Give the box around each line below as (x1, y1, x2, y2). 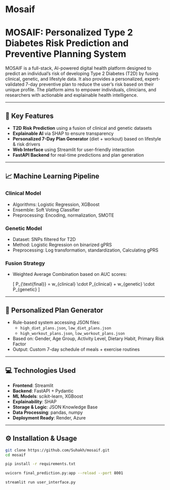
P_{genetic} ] (12, 287, 40, 293)
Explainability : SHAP (12, 398, 57, 404)
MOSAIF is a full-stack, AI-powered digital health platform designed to (5, 65, 152, 72)
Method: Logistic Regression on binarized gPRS (12, 241, 112, 248)
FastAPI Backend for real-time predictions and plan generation (12, 152, 144, 158)
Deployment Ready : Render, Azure (12, 414, 86, 421)
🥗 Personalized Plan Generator (5, 306, 104, 314)
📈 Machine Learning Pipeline (5, 172, 100, 181)
